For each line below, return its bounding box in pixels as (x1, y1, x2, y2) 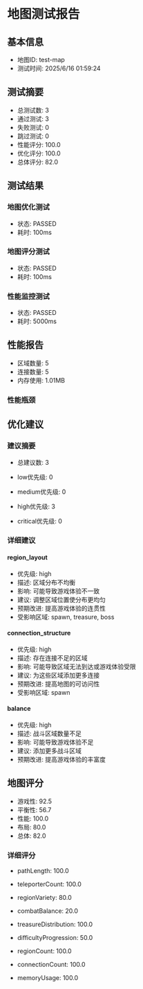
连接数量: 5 (17, 367, 50, 376)
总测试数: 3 (17, 106, 50, 114)
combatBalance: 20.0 (17, 907, 78, 915)
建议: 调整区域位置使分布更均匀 (17, 595, 106, 604)
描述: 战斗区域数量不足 (17, 729, 82, 738)
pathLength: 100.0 (17, 867, 69, 875)
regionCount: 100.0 (17, 947, 72, 955)
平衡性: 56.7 (17, 805, 52, 814)
